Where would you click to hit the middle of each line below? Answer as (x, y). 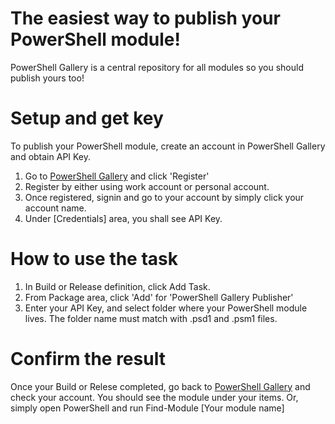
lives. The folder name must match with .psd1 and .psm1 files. (151, 318)
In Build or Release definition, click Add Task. (117, 286)
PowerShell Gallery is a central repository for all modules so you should (157, 67)
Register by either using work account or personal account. (147, 186)
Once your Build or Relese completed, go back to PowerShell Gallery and (160, 386)
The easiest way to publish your (145, 18)
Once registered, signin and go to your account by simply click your (164, 197)
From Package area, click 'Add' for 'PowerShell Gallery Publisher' (159, 297)
